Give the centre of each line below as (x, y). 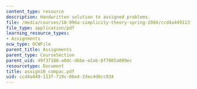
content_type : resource (35, 11)
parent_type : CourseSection (40, 55)
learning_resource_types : (38, 33)
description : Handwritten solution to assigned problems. (78, 17)
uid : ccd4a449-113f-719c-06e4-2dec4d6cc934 (60, 77)
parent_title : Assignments (39, 50)
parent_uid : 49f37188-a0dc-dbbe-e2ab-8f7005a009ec (69, 60)
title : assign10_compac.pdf (40, 71)
